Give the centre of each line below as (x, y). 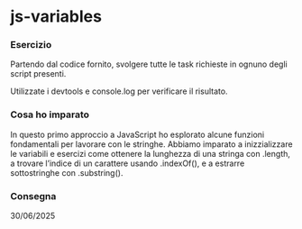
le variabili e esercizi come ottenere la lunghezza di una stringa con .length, (151, 153)
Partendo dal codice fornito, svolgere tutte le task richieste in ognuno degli (149, 64)
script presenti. (38, 74)
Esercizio (31, 45)
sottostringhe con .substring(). (67, 172)
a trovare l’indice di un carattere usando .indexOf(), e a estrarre (128, 163)
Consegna (33, 196)
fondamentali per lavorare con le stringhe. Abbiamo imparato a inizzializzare (151, 144)
